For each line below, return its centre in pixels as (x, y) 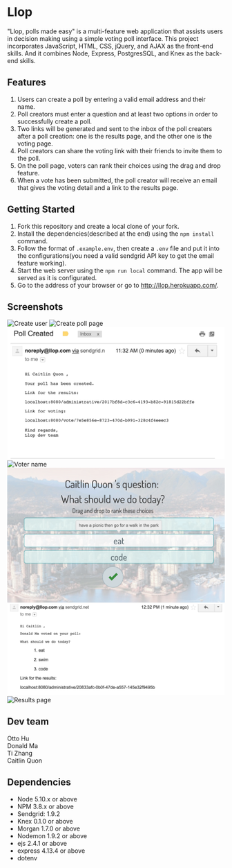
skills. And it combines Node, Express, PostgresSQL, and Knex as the (106, 53)
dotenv (27, 858)
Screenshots (35, 307)
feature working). (42, 263)
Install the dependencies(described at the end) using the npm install (116, 234)
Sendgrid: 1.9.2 (39, 814)
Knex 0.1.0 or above (45, 821)
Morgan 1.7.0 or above (49, 828)
